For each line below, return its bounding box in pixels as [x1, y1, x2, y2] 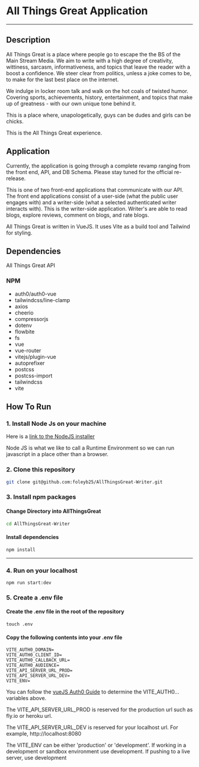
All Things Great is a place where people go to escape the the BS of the [6, 50, 181, 57]
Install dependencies [6, 534, 59, 541]
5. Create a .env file [6, 593, 63, 602]
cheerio [14, 309, 34, 316]
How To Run [6, 402, 52, 412]
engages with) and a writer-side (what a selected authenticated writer [6, 198, 176, 206]
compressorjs [14, 315, 49, 322]
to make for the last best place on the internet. [6, 76, 119, 83]
